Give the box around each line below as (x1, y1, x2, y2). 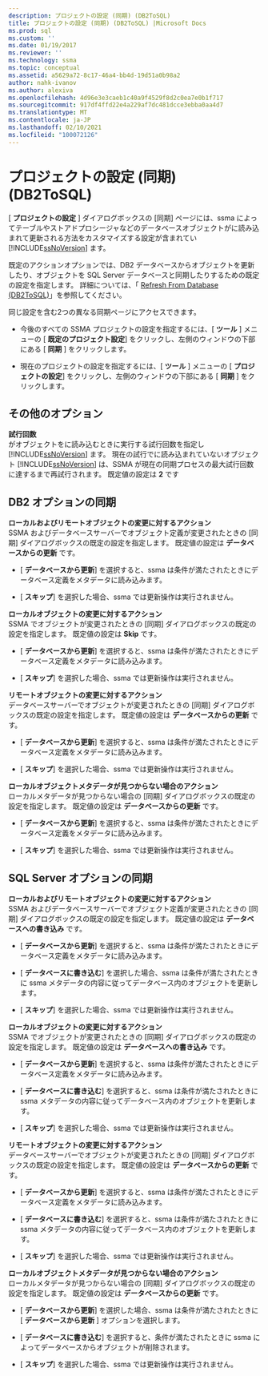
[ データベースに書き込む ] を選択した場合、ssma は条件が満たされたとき (19, 968, 259, 977)
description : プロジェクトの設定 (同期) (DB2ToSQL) (8, 11, 171, 20)
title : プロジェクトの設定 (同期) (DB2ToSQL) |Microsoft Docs (8, 19, 206, 27)
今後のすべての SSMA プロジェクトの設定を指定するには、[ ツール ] (19, 324, 242, 333)
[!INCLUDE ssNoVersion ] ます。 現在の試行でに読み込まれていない (8, 449, 224, 459)
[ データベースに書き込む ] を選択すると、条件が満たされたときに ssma (19, 1333, 252, 1342)
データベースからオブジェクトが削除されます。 (40, 1342, 194, 1352)
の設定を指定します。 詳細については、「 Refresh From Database (8, 280, 218, 289)
